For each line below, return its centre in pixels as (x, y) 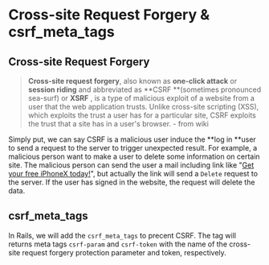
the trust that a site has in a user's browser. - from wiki (118, 124)
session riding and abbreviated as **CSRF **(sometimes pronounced (145, 89)
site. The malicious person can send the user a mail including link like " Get (131, 165)
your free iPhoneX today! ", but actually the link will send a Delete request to (133, 174)
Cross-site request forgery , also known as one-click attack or (132, 81)
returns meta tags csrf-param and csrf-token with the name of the (118, 244)
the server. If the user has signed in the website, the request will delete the (132, 182)
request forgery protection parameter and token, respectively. (124, 252)
